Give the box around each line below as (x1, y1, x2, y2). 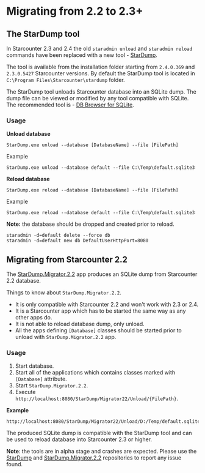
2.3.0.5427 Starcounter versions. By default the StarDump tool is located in (6, 70, 195, 77)
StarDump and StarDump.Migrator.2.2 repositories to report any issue (6, 454, 182, 461)
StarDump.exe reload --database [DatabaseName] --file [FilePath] (6, 187, 179, 193)
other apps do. (15, 314, 52, 321)
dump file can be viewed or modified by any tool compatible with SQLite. (6, 95, 189, 102)
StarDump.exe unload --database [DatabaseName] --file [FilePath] (6, 142, 179, 148)
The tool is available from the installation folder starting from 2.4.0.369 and (6, 63, 195, 70)
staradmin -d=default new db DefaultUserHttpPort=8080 (6, 237, 149, 244)
